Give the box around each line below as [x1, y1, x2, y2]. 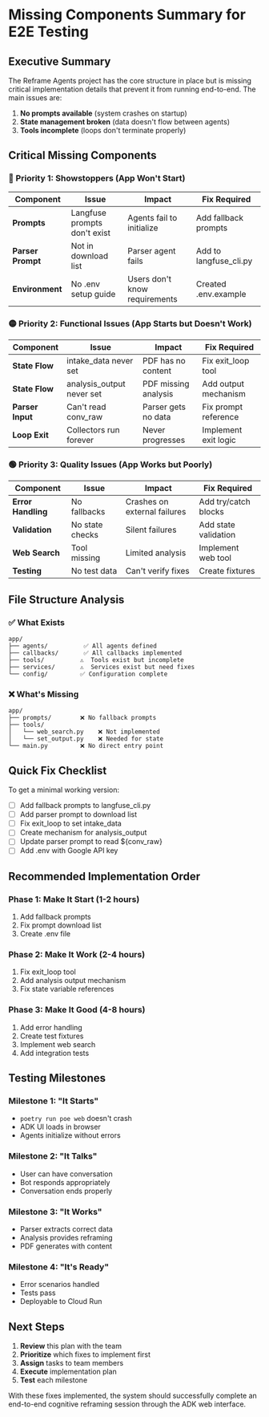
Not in [70, 240, 94, 251]
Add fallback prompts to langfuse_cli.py [19, 801, 151, 810]
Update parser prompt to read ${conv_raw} [19, 837, 163, 847]
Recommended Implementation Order [8, 869, 201, 883]
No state [70, 519, 103, 530]
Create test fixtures [19, 1031, 84, 1041]
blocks [199, 506, 224, 518]
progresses [143, 434, 186, 445]
